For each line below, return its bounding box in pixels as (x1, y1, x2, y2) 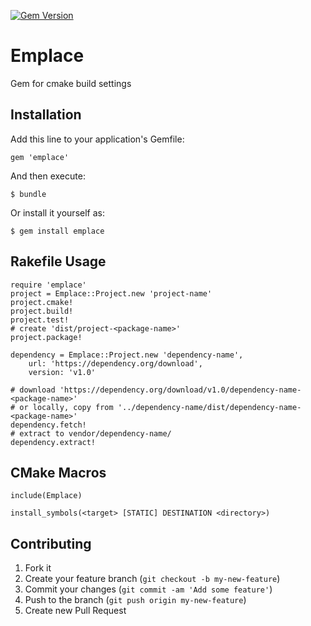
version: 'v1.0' (28, 367, 97, 377)
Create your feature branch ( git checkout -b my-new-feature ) (24, 573, 281, 585)
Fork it (24, 562, 52, 574)
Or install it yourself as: (10, 206, 105, 219)
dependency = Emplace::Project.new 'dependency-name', (10, 350, 244, 360)
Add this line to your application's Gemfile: (10, 133, 185, 145)
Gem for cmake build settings (10, 77, 132, 89)
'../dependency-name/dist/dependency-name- (117, 402, 302, 412)
